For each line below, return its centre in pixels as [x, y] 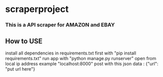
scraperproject [37, 9]
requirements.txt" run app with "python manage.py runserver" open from [81, 58]
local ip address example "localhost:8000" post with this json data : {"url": [82, 63]
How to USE [24, 41]
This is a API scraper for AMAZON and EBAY [60, 25]
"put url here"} [20, 69]
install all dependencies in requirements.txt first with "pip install [71, 53]
